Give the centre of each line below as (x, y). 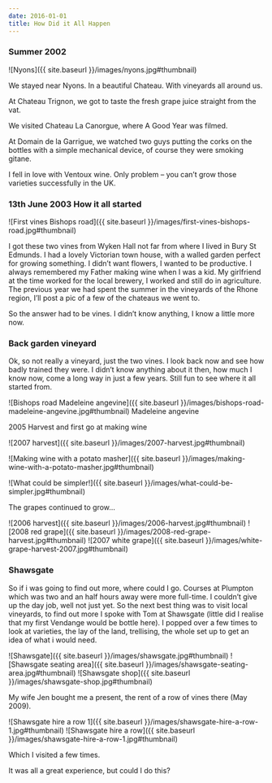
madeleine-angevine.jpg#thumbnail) (69, 411)
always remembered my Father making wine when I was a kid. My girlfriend (135, 272)
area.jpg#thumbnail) (42, 672)
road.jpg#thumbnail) (43, 231)
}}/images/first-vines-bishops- (199, 222)
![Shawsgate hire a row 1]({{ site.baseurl (76, 721)
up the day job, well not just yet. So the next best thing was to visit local (128, 605)
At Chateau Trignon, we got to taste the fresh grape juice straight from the (132, 101)
